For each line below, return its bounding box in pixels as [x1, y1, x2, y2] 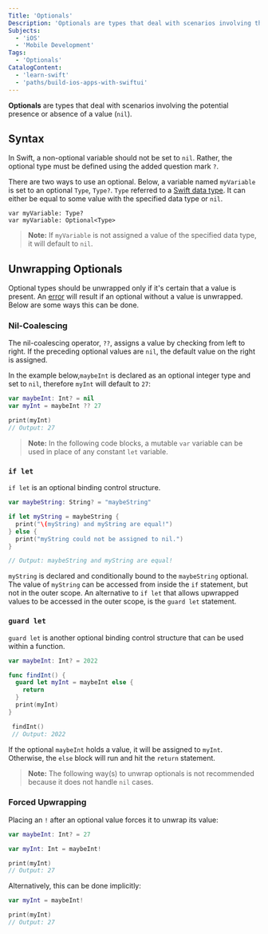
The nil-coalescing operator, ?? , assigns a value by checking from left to [8, 338, 246, 348]
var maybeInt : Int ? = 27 [8, 830, 91, 838]
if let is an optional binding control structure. [8, 483, 161, 493]
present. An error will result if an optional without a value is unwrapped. [8, 292, 243, 302]
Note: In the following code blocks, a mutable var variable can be [27, 438, 243, 448]
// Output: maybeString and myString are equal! [8, 556, 173, 565]
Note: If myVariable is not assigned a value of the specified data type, [27, 231, 257, 240]
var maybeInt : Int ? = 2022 [8, 656, 98, 665]
